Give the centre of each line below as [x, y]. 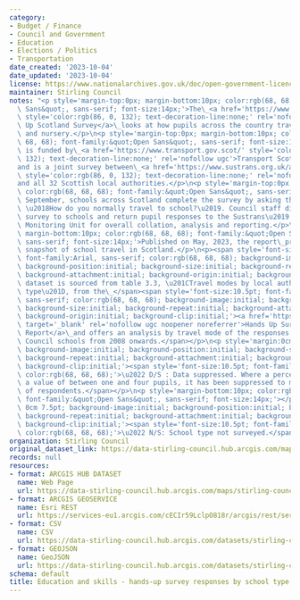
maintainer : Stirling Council [66, 92]
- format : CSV [36, 524]
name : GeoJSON [43, 557]
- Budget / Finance [46, 26]
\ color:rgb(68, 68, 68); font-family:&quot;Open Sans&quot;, [135, 192]
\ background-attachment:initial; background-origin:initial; [135, 275]
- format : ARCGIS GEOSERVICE [63, 499]
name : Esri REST [47, 507]
